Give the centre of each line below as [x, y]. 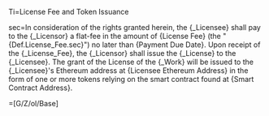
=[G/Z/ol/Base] [34, 103]
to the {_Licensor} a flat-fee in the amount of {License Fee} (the [115, 36]
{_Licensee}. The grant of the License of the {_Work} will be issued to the [131, 62]
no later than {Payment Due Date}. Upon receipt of [176, 45]
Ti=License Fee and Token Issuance [69, 12]
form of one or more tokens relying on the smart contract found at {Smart [131, 79]
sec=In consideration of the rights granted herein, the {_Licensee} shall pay [135, 27]
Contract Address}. [41, 88]
